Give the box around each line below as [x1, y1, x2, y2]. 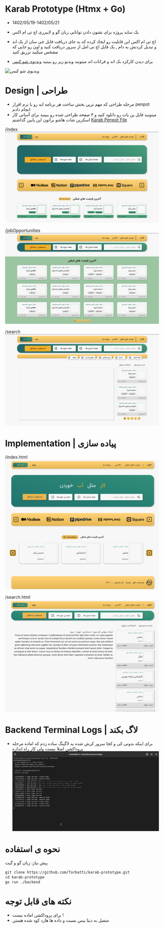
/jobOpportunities [5, 227, 41, 233]
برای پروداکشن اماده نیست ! [12, 912, 64, 918]
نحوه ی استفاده [5, 843, 60, 855]
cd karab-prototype [5, 875, 45, 880]
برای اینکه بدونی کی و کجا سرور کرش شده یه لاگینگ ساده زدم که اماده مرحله [12, 740, 153, 747]
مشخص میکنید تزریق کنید [12, 49, 59, 55]
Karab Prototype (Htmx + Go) [5, 3, 126, 15]
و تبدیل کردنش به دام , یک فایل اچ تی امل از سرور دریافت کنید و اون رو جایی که [12, 44, 157, 49]
